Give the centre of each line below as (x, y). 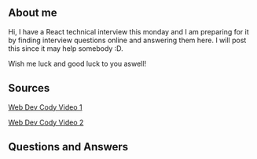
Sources (29, 88)
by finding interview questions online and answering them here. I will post (127, 40)
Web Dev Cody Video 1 (45, 107)
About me (33, 13)
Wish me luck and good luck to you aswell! (77, 63)
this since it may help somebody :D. (66, 48)
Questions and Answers (68, 147)
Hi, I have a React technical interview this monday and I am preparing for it (128, 31)
